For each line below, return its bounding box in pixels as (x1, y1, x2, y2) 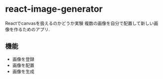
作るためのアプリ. (13, 26, 51, 32)
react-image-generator (5, 3, 103, 15)
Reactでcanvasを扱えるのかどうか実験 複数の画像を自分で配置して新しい (5, 20, 154, 26)
